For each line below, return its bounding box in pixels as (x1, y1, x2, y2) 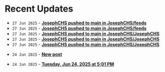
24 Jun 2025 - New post (12, 51, 63, 57)
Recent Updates (5, 3, 74, 15)
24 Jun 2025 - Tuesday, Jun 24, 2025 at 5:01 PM (12, 61, 115, 67)
